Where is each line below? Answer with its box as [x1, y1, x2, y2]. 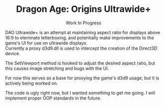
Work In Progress [66, 20, 101, 26]
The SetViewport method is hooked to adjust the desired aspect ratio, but [5, 60, 156, 66]
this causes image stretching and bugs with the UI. [5, 65, 109, 71]
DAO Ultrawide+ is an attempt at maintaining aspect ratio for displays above [5, 29, 161, 35]
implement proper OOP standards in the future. [5, 95, 101, 101]
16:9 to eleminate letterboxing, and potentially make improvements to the [5, 35, 154, 41]
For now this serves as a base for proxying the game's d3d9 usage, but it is [5, 75, 160, 81]
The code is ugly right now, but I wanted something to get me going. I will [5, 90, 156, 96]
